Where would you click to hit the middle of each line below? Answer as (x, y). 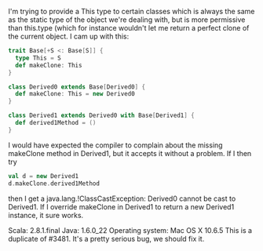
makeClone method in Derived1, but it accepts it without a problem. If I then (130, 153)
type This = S (38, 58)
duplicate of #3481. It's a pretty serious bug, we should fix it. (106, 238)
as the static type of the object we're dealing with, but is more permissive (127, 20)
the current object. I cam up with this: (69, 36)
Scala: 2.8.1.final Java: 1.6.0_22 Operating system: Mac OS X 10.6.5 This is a (130, 230)
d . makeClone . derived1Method (54, 184)
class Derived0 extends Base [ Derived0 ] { (77, 87)
